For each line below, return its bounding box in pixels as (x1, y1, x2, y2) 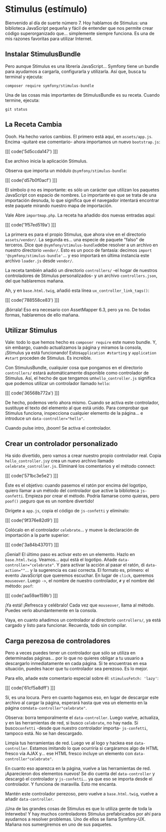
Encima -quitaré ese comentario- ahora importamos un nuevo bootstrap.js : (5, 139, 161, 145)
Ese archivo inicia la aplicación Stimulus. (5, 158, 88, 164)
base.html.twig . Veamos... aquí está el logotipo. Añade (5, 556, 117, 563)
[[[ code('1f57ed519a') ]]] (5, 222, 56, 227)
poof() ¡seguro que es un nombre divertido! (5, 498, 94, 504)
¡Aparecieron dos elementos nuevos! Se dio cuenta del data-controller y (5, 771, 155, 777)
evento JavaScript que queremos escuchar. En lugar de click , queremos (5, 572, 154, 578)
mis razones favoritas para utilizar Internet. (5, 36, 93, 42)
